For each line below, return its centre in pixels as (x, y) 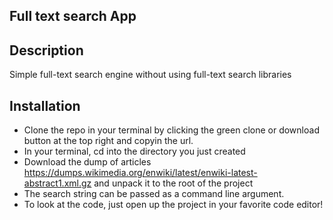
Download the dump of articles (87, 162)
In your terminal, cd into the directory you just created (134, 151)
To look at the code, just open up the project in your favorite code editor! (173, 205)
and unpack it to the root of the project (173, 183)
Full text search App (73, 16)
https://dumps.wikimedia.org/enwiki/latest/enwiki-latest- (140, 173)
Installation (45, 105)
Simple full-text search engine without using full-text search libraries (150, 75)
